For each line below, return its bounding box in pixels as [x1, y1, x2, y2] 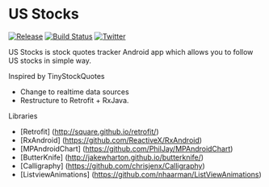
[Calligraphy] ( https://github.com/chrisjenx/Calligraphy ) [19, 160, 206, 170]
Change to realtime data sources [19, 86, 129, 97]
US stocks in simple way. [8, 56, 91, 65]
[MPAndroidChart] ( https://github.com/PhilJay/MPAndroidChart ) [19, 143, 233, 153]
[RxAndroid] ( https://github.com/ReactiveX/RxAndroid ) [19, 135, 203, 145]
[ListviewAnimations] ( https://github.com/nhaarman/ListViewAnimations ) [19, 169, 263, 179]
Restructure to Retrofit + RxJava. [19, 95, 129, 105]
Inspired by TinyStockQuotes [8, 71, 105, 81]
